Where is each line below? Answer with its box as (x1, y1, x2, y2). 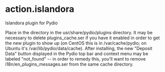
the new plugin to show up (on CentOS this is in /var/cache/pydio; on (5, 40, 147, 46)
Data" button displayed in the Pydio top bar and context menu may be (5, 51, 149, 57)
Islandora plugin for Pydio (5, 20, 58, 26)
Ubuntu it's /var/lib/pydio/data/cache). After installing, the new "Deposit (5, 45, 153, 51)
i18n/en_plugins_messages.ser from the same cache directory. (5, 61, 134, 67)
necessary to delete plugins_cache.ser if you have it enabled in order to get (5, 35, 160, 41)
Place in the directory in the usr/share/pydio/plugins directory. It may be (5, 29, 153, 35)
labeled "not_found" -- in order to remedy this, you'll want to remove (5, 56, 146, 62)
